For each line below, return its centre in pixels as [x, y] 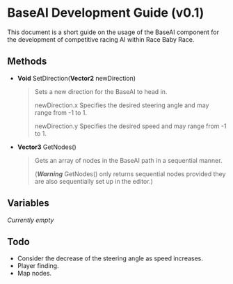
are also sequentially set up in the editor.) [94, 181]
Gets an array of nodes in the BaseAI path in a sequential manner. [128, 160]
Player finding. [38, 266]
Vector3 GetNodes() [47, 147]
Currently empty [31, 220]
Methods [27, 62]
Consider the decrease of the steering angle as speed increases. [110, 258]
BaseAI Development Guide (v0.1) [106, 13]
